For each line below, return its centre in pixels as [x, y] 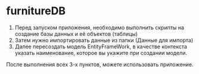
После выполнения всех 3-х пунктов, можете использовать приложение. [100, 64]
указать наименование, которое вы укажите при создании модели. [101, 53]
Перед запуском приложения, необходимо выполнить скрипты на [99, 27]
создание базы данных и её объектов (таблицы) [76, 33]
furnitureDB [36, 11]
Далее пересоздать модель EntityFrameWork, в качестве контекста [101, 47]
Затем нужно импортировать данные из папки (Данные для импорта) [104, 40]
